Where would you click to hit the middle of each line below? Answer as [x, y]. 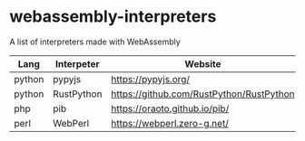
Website [203, 63]
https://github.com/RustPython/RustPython [203, 94]
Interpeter [77, 63]
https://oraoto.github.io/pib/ [170, 108]
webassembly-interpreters [113, 17]
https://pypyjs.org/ [151, 79]
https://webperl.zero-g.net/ [170, 123]
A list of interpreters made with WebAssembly [95, 42]
